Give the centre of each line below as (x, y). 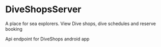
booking (14, 29)
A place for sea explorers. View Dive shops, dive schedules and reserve (81, 24)
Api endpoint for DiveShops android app (47, 39)
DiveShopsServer (43, 9)
